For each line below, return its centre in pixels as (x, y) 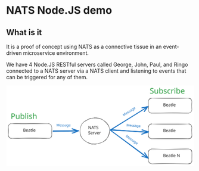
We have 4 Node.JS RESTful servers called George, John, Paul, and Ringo (97, 64)
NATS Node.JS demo (59, 10)
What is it (24, 32)
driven (14, 53)
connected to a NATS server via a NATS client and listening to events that (96, 71)
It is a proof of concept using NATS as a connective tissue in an (84, 46)
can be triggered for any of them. (47, 77)
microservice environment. (56, 53)
